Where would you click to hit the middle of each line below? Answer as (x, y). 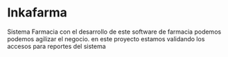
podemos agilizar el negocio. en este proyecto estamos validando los (106, 38)
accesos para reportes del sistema (56, 46)
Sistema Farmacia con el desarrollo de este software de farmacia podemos (114, 32)
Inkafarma (37, 13)
